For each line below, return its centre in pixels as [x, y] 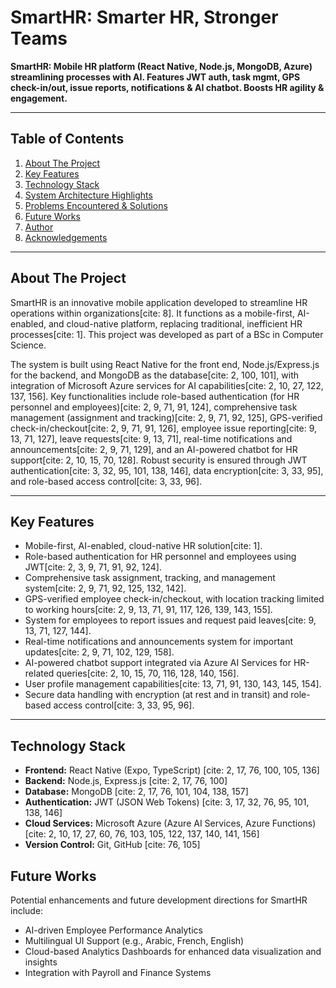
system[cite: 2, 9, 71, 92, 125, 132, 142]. [105, 588]
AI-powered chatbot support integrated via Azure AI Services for [158, 663]
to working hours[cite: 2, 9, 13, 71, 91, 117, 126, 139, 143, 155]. [148, 610]
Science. [28, 345]
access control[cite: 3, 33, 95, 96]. [124, 705]
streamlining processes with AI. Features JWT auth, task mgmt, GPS [155, 77]
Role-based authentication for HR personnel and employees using [160, 557]
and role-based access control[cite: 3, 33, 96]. [106, 481]
